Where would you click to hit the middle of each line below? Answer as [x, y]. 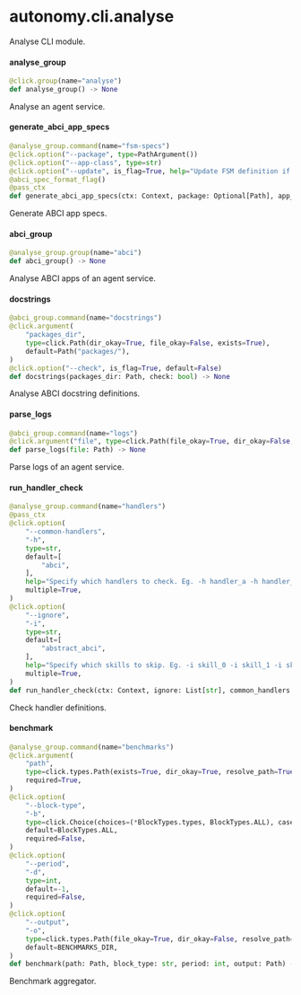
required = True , [54, 780]
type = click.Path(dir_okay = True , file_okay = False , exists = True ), [148, 343]
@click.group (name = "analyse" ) [66, 81]
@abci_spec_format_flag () [57, 180]
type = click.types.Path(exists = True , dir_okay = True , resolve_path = [152, 772]
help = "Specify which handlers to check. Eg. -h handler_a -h [142, 582]
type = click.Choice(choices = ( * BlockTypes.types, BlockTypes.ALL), [150, 822]
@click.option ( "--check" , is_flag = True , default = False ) [116, 368]
